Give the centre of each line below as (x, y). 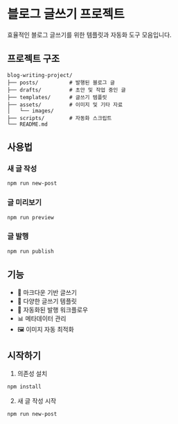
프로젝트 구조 (34, 59)
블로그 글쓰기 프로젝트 (66, 14)
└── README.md (28, 124)
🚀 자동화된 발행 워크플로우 (53, 310)
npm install (24, 387)
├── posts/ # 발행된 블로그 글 (61, 83)
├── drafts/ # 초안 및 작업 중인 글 (66, 90)
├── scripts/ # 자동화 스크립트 (60, 118)
